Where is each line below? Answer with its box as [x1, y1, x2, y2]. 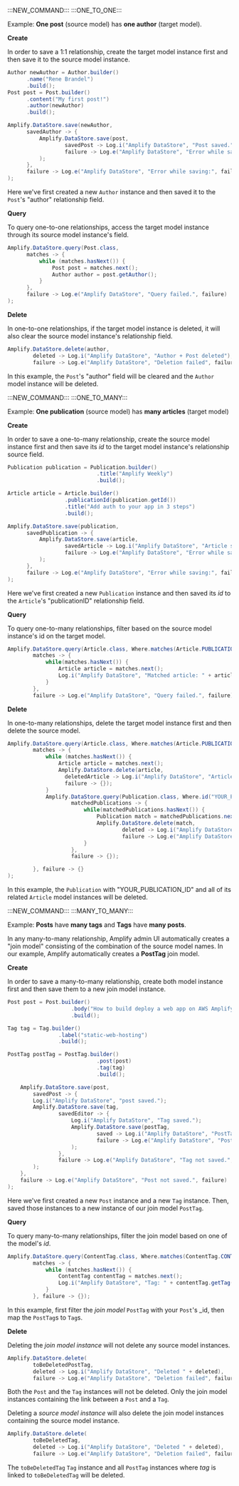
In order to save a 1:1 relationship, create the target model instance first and [7, 48, 228, 56]
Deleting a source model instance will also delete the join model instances [7, 1409, 224, 1417]
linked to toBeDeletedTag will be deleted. [7, 1470, 125, 1479]
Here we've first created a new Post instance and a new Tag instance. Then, [7, 1196, 229, 1205]
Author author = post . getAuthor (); [52, 271, 158, 278]
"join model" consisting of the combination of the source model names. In [7, 942, 223, 950]
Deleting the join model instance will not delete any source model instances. [7, 1340, 230, 1349]
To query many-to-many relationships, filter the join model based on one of [7, 1231, 228, 1240]
